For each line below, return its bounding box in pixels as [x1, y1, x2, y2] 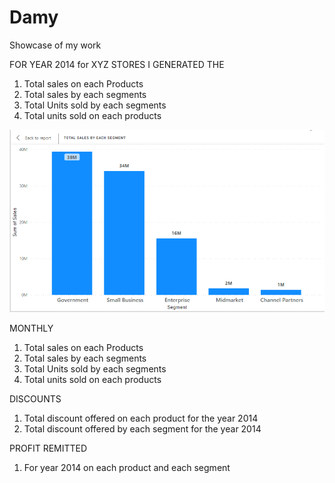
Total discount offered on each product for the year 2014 [23, 412, 259, 425]
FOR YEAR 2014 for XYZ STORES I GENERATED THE [9, 58, 225, 70]
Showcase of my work [9, 39, 102, 51]
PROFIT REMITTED [9, 442, 88, 455]
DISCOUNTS [9, 393, 62, 405]
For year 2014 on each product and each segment [23, 462, 231, 474]
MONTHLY [9, 322, 54, 335]
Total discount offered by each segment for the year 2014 [23, 423, 262, 435]
